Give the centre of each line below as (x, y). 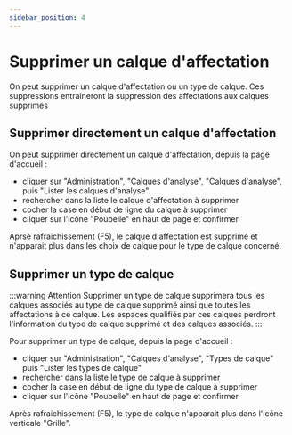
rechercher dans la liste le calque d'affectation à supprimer (130, 201)
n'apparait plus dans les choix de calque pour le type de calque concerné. (146, 246)
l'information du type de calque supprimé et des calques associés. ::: (136, 324)
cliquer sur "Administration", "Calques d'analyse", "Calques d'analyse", (152, 181)
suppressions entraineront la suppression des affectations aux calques (139, 95)
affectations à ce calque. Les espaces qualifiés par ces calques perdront (142, 315)
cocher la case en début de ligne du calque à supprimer (125, 209)
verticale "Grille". (40, 423)
